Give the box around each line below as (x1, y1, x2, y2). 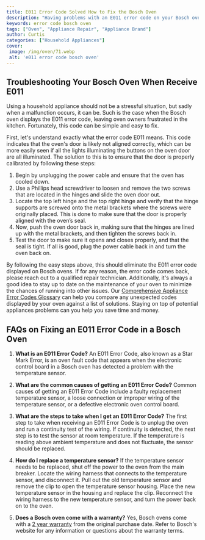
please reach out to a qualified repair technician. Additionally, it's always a (6, 274, 193, 281)
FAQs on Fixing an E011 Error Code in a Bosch (6, 324, 181, 334)
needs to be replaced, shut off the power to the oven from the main (15, 463, 184, 470)
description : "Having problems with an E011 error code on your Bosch (6, 15, 190, 21)
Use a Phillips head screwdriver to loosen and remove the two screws (15, 184, 191, 192)
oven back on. (15, 250, 51, 257)
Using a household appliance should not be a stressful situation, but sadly (6, 103, 192, 110)
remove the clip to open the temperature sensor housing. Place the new (15, 483, 196, 490)
